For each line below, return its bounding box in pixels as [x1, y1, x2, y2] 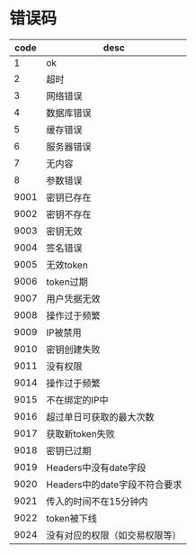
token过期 [46, 276, 88, 288]
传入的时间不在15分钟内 [46, 495, 148, 507]
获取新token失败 [46, 427, 115, 440]
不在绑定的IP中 [46, 394, 110, 406]
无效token [46, 259, 88, 271]
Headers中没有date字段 [46, 461, 147, 474]
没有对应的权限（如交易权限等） [46, 529, 182, 541]
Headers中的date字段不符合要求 [46, 478, 183, 491]
